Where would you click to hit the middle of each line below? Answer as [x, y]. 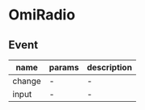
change [27, 81]
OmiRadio [42, 15]
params [64, 68]
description [109, 68]
